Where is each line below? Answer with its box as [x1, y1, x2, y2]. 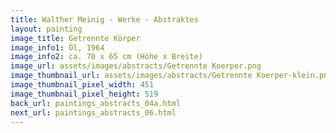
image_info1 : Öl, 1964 [10, 42, 105, 53]
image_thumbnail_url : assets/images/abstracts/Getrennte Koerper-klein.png [10, 71, 333, 81]
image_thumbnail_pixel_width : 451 [10, 80, 155, 90]
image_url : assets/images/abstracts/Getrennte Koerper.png [10, 61, 262, 71]
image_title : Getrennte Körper [10, 33, 141, 43]
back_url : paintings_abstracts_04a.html [10, 98, 182, 108]
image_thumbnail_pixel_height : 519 [10, 89, 159, 99]
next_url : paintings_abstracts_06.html [10, 107, 177, 118]
